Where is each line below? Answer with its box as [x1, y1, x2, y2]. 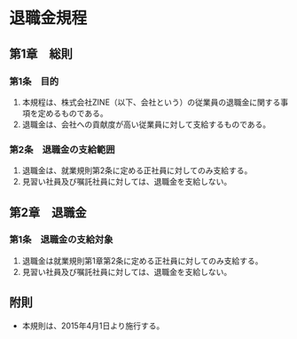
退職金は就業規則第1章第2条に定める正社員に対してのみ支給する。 [21, 255, 263, 266]
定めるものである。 [37, 107, 108, 118]
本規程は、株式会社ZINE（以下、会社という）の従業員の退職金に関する [21, 97, 281, 107]
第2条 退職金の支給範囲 [9, 143, 115, 155]
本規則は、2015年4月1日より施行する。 [21, 320, 165, 331]
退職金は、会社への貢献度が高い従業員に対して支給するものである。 [21, 119, 271, 130]
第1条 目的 [9, 75, 59, 87]
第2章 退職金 [9, 205, 87, 220]
